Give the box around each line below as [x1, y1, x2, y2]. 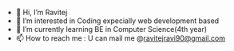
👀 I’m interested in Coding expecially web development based [15, 16, 220, 25]
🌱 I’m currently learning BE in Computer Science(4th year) [15, 25, 208, 33]
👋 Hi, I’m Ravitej [15, 8, 68, 17]
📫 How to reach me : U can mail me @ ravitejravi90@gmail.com [15, 33, 226, 43]
